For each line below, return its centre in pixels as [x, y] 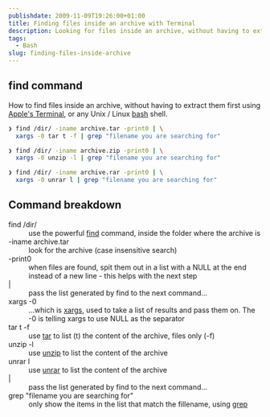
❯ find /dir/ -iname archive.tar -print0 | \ [86, 128]
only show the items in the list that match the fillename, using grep [138, 404]
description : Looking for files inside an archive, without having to [129, 31]
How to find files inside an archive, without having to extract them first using [135, 105]
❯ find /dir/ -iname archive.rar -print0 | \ [86, 173]
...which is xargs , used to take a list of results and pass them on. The [142, 310]
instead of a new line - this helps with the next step [113, 275]
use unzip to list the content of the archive [98, 353]
